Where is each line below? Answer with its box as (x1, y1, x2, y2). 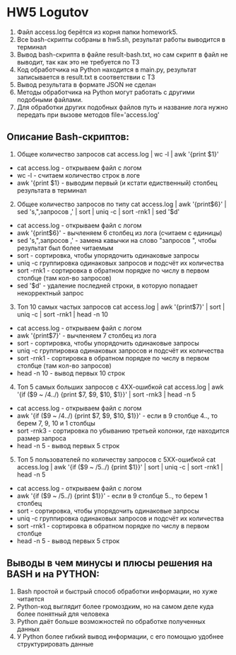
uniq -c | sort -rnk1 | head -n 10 (16, 309, 109, 319)
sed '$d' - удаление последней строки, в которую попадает (16, 281, 199, 290)
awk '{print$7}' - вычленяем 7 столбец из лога (16, 331, 157, 340)
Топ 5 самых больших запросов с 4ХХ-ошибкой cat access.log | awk (16, 382, 224, 391)
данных (16, 625, 40, 633)
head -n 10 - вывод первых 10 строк (16, 369, 125, 377)
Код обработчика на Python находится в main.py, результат (16, 65, 197, 74)
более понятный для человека (16, 610, 110, 618)
